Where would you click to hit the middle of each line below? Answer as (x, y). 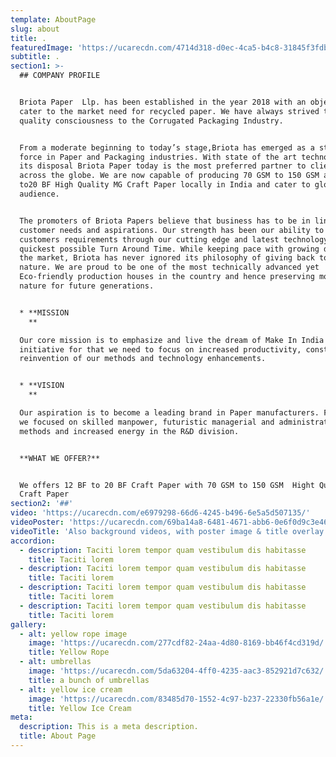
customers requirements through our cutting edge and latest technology (174, 239)
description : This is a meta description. (109, 727)
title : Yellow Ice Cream (80, 708)
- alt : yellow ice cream (71, 689)
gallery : (28, 624)
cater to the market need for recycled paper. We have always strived (169, 111)
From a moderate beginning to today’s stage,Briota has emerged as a (167, 147)
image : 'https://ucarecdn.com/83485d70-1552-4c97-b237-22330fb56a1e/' (178, 699)
